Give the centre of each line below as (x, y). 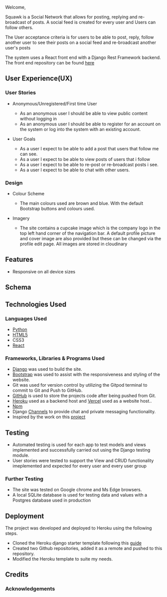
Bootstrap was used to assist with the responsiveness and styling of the (86, 375)
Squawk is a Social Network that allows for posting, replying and (71, 17)
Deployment (25, 516)
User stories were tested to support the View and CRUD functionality (83, 460)
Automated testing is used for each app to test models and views (79, 445)
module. (21, 455)
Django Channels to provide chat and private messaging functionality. (84, 412)
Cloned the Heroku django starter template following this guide (77, 543)
